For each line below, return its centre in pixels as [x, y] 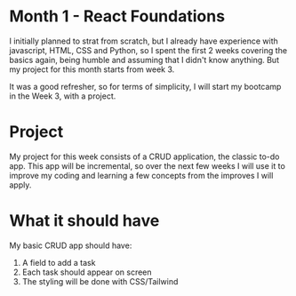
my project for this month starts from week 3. [92, 69]
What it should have [84, 221]
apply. [20, 185]
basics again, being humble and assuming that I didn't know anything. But [144, 60]
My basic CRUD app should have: [71, 245]
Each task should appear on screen [87, 272]
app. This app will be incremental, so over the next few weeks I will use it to [148, 165]
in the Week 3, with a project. [63, 96]
